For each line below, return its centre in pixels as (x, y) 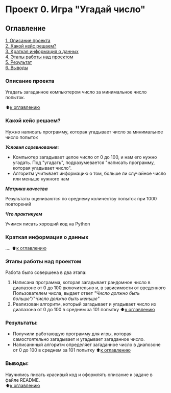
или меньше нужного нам (41, 179)
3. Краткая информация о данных (42, 51)
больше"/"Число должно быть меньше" (56, 299)
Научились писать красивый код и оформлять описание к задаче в (79, 375)
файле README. (23, 380)
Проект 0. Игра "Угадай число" (75, 9)
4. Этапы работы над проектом (39, 57)
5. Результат (19, 62)
